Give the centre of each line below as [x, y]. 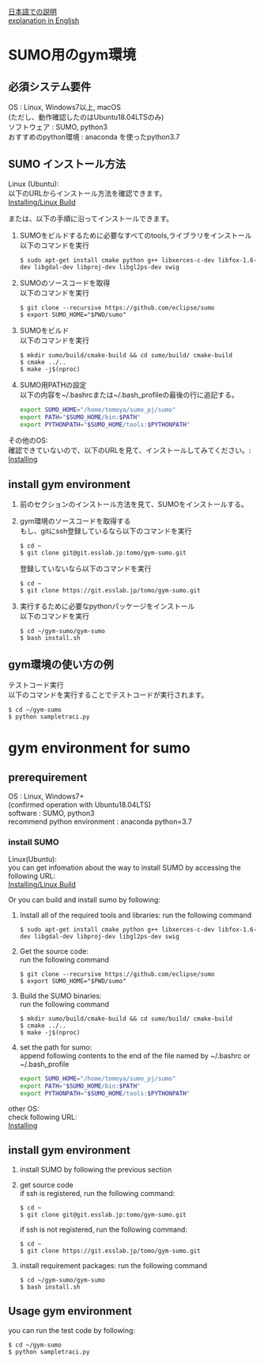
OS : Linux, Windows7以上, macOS [64, 107]
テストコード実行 [36, 685]
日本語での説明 [32, 11]
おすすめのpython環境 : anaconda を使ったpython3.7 [94, 137]
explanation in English [44, 21]
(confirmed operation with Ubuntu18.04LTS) [80, 805]
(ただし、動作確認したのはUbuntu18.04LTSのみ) [86, 117]
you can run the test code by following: [72, 1330]
